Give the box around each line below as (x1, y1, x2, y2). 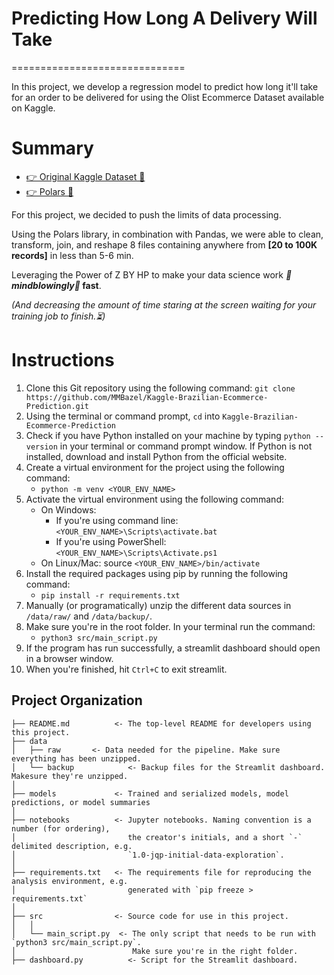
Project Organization (11, 692, 143, 709)
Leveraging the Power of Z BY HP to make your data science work (11, 268, 284, 281)
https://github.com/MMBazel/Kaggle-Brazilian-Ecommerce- (25, 392, 269, 402)
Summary (11, 137, 94, 160)
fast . (82, 279, 102, 291)
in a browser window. (25, 652, 114, 664)
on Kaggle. (11, 102, 56, 114)
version (25, 442, 58, 452)
